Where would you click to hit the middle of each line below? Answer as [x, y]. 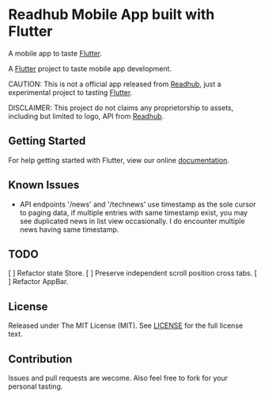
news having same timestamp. [69, 229]
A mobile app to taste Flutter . [55, 53]
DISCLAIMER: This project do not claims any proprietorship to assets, [121, 108]
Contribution [40, 359]
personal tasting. [36, 386]
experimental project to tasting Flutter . [70, 92]
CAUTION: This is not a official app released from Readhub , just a [115, 84]
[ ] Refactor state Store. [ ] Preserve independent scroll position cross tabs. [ [132, 273]
